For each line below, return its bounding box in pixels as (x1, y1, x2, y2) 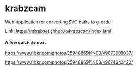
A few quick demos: (5, 39, 46, 45)
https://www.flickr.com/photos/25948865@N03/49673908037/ (5, 50, 133, 56)
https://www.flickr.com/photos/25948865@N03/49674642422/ (5, 59, 133, 65)
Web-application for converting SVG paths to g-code (5, 19, 111, 25)
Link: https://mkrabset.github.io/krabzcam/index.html (5, 28, 112, 34)
